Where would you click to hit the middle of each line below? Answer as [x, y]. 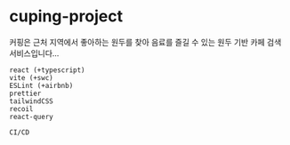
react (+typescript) [48, 70]
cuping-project [66, 16]
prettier [25, 93]
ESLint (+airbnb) [41, 85]
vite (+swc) [31, 77]
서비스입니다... [34, 53]
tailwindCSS [31, 101]
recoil [21, 109]
